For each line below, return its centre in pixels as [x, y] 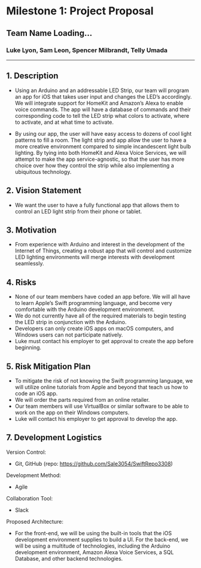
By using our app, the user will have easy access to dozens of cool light [103, 133]
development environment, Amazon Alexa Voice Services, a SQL [94, 552]
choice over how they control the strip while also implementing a [95, 165]
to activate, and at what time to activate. [64, 122]
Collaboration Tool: [30, 498]
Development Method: [33, 475]
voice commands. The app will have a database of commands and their [103, 109]
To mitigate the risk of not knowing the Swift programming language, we [104, 380]
